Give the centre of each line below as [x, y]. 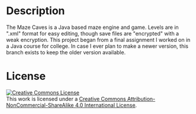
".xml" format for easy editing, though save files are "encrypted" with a [93, 33]
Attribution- [141, 99]
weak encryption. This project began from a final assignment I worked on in [98, 40]
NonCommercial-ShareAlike [40, 105]
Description [36, 11]
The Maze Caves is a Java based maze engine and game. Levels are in [92, 27]
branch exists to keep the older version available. [66, 52]
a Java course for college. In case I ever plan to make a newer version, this [97, 46]
